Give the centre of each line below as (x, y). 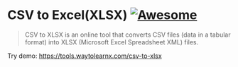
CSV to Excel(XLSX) (67, 15)
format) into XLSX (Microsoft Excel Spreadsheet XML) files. (112, 42)
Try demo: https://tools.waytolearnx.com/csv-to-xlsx (85, 56)
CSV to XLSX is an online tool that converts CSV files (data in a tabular (128, 35)
